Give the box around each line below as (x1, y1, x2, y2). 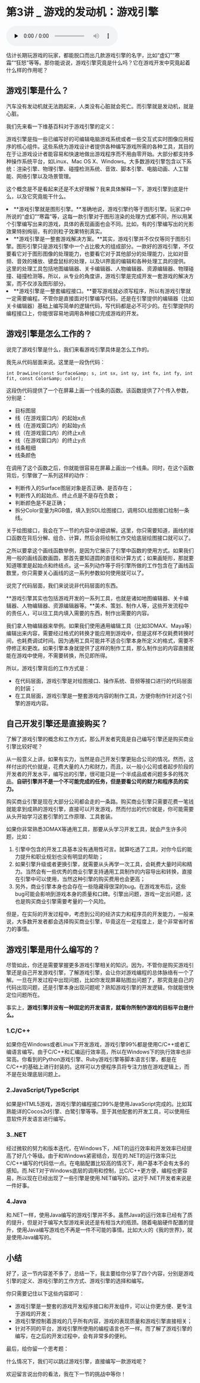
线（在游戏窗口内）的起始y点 (14, 421, 86, 429)
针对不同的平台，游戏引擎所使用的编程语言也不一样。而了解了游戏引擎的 (14, 1325, 192, 1332)
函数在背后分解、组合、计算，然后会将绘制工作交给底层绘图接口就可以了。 (11, 534, 194, 541)
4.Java (6, 1197, 27, 1205)
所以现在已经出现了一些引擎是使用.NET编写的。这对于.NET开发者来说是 (16, 1174, 192, 1182)
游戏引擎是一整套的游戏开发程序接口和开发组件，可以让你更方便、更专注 (14, 1303, 192, 1310)
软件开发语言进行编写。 (11, 1115, 69, 1122)
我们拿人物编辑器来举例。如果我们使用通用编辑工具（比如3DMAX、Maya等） (6, 622, 192, 629)
